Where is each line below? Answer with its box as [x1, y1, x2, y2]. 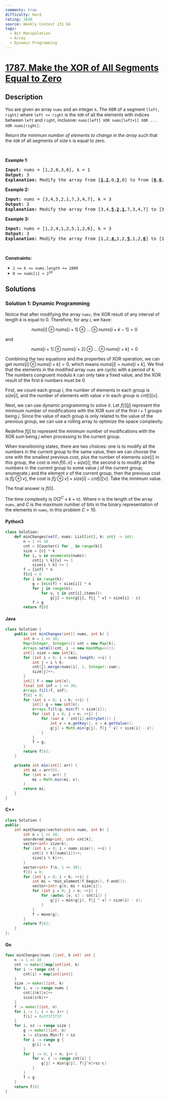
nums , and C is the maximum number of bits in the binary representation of [5, 501, 158, 508]
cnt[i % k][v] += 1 [32, 558, 73, 563]
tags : [5, 26, 17, 31]
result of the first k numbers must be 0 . [5, 377, 87, 384]
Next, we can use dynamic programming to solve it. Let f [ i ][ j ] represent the [5, 402, 160, 408]
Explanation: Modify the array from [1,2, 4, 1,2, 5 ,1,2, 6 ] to [5, 235, 157, 242]
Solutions [5, 285, 36, 294]
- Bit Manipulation [10, 31, 51, 36]
